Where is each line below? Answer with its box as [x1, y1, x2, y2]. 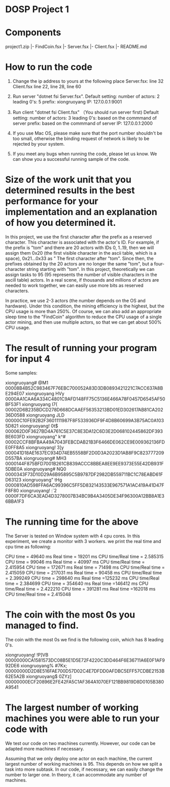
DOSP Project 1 [5, 4, 70, 15]
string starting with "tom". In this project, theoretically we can [26, 266, 155, 272]
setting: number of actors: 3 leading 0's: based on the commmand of [12, 115, 157, 121]
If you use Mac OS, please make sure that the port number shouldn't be [12, 130, 162, 136]
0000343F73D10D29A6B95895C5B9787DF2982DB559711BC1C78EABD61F [5, 471, 163, 477]
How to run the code [5, 61, 92, 73]
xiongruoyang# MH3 [23, 455, 67, 461]
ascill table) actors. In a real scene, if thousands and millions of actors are [5, 277, 159, 283]
